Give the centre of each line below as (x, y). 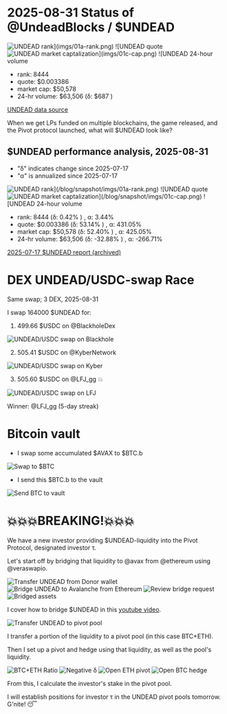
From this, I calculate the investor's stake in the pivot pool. (89, 683)
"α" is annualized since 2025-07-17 (67, 175)
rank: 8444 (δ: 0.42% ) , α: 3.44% (66, 217)
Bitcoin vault (44, 434)
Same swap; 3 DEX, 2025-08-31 (53, 299)
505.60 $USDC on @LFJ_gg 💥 (60, 379)
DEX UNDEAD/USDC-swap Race (101, 280)
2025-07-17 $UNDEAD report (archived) (64, 252)
